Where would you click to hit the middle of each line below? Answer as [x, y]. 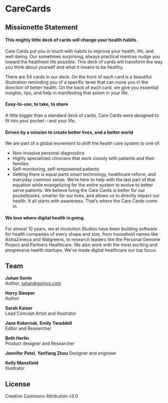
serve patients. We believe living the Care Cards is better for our [79, 190]
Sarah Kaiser [19, 308]
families [21, 164]
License [18, 384]
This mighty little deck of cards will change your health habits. [71, 40]
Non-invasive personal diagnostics [48, 153]
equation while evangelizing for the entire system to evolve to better [83, 185]
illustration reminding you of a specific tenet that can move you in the [77, 82]
